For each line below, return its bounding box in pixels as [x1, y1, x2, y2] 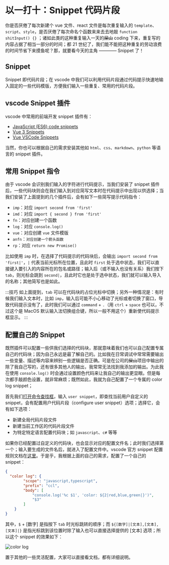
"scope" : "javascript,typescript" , [23, 478, 98, 483]
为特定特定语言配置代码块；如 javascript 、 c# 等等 [12, 429, 117, 435]
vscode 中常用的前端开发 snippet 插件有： [5, 113, 93, 119]
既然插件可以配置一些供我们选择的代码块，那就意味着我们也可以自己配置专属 [5, 345, 164, 351]
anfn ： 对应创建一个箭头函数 [12, 236, 64, 242]
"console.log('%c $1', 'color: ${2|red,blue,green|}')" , [32, 492, 154, 497]
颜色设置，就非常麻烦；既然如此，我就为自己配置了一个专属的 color [22, 376, 162, 382]
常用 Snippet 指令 [5, 167, 60, 176]
